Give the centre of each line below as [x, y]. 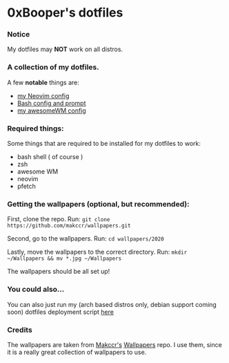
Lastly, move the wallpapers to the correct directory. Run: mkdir [97, 252]
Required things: [36, 128]
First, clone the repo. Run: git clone [59, 219]
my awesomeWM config [51, 110]
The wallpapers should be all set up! [59, 272]
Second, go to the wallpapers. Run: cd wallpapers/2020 [86, 239]
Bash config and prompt [51, 103]
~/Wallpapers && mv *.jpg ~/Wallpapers [64, 259]
